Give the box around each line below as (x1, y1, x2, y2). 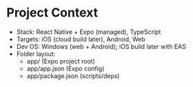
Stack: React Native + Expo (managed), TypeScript (16, 28, 161, 36)
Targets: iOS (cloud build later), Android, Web (16, 35, 145, 43)
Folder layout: (16, 50, 56, 58)
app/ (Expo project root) (26, 57, 96, 65)
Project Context (6, 5, 98, 21)
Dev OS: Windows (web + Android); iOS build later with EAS (16, 42, 187, 50)
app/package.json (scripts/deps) (26, 71, 120, 80)
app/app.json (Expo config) (26, 64, 105, 72)
